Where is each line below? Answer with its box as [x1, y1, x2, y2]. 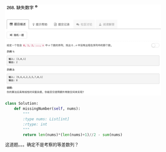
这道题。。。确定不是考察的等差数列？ [5, 142, 79, 148]
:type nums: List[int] [23, 117, 70, 122]
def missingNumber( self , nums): [14, 106, 81, 111]
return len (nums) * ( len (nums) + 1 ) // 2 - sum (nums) [23, 132, 123, 137]
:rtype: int [23, 122, 48, 127]
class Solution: [5, 101, 39, 106]
